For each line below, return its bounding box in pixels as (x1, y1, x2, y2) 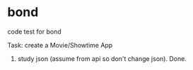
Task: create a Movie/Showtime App (7, 41, 113, 49)
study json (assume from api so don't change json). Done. (17, 54, 187, 63)
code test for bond (7, 27, 62, 36)
